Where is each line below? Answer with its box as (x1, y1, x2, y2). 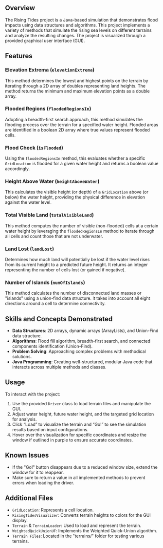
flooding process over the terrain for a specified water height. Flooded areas (5, 122, 159, 128)
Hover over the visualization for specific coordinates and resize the (12, 432, 147, 438)
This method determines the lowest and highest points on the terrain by (5, 78, 148, 84)
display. (12, 517, 28, 523)
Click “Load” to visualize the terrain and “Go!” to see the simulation (12, 421, 146, 427)
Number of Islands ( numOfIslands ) (5, 279, 85, 285)
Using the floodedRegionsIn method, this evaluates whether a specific (5, 155, 145, 161)
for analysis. (12, 416, 37, 422)
